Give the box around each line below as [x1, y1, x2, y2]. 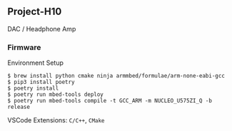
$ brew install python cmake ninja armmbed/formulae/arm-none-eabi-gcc [7, 73, 225, 80]
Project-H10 [7, 6, 62, 18]
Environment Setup [7, 58, 64, 67]
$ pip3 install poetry [7, 78, 75, 86]
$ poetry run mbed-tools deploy [7, 91, 104, 98]
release [7, 103, 31, 111]
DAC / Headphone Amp [7, 24, 76, 33]
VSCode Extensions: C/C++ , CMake [7, 116, 105, 125]
